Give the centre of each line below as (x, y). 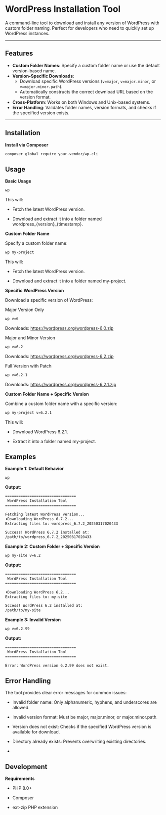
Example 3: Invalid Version (33, 620)
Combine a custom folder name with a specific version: (61, 404)
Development (26, 767)
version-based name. (34, 71)
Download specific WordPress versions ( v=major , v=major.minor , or (88, 81)
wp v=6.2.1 (16, 375)
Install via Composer (27, 145)
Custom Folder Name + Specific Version (47, 394)
